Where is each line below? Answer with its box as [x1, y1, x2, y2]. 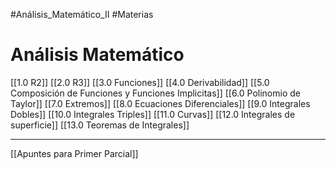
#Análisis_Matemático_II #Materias [10, 9, 154, 20]
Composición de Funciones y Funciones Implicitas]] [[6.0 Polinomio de [10, 87, 301, 99]
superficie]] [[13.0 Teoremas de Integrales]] [10, 119, 190, 131]
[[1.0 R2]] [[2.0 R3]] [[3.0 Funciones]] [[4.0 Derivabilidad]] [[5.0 [10, 76, 270, 88]
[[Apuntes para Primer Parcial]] [10, 147, 139, 159]
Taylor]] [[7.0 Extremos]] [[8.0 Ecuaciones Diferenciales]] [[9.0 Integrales [10, 97, 311, 109]
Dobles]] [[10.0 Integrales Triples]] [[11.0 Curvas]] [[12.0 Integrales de [10, 108, 296, 120]
